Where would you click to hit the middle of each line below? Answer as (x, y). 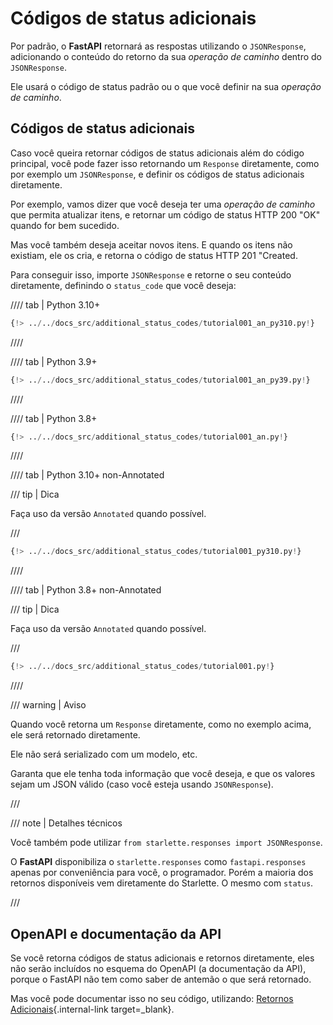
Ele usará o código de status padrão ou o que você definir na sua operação (166, 86)
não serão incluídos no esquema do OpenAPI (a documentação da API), (158, 968)
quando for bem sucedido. (65, 225)
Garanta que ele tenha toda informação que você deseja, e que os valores (163, 774)
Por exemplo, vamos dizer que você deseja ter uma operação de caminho (163, 204)
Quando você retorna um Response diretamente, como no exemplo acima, (161, 724)
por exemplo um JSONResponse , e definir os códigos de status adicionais (157, 174)
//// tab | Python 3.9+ (54, 361)
